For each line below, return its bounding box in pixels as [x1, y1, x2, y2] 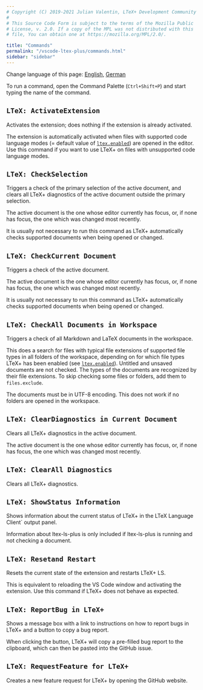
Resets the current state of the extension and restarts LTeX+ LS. [6, 570, 166, 577]
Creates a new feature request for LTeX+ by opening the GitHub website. [6, 677, 188, 684]
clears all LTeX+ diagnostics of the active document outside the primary [6, 191, 185, 198]
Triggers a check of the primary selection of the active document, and [6, 184, 181, 192]
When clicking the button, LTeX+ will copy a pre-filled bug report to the [6, 638, 184, 646]
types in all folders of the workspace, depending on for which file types [6, 354, 185, 360]
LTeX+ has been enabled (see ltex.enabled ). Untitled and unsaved [6, 360, 173, 367]
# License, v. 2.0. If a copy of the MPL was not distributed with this [6, 26, 194, 32]
